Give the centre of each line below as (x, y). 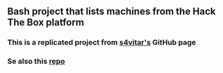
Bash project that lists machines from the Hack (111, 12)
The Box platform (46, 23)
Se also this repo (36, 61)
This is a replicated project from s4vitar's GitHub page (102, 43)
